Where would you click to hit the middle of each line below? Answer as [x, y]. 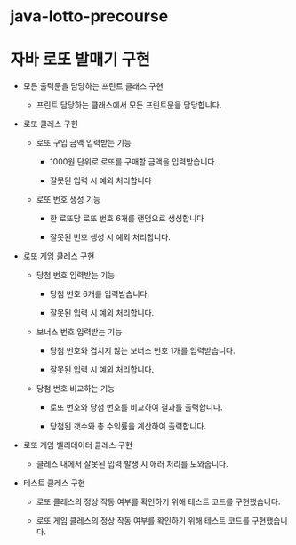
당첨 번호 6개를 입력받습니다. [100, 294]
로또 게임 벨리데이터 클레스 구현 [77, 445]
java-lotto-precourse [89, 16]
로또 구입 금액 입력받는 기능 [84, 143]
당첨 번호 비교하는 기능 [76, 389]
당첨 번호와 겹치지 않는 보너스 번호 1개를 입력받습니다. [142, 351]
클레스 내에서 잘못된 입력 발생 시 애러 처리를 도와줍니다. [132, 464]
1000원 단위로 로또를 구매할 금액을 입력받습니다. [133, 162]
